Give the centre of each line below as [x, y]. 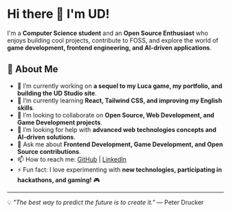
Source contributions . [49, 151]
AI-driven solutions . [46, 137]
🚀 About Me [33, 69]
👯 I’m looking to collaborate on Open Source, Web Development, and [115, 115]
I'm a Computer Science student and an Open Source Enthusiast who [108, 33]
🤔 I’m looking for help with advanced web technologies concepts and [117, 129]
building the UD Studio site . [57, 93]
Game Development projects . [60, 122]
